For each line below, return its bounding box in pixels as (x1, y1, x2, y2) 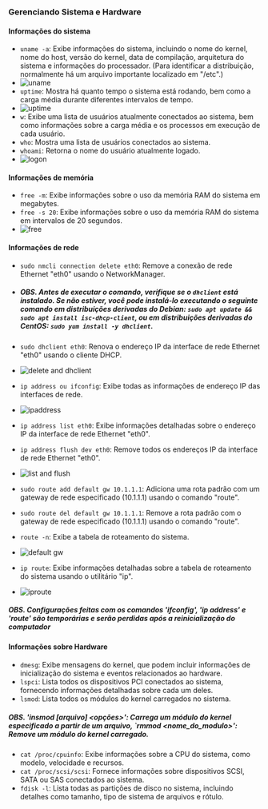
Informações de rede (8, 242, 79, 252)
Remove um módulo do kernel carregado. (8, 729, 150, 739)
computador (8, 622, 51, 632)
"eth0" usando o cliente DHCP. (19, 350, 122, 360)
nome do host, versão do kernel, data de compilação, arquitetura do (19, 53, 245, 62)
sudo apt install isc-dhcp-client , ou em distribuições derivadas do (19, 313, 254, 322)
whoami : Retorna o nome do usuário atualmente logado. (19, 146, 201, 156)
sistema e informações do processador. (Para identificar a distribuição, (19, 61, 254, 70)
